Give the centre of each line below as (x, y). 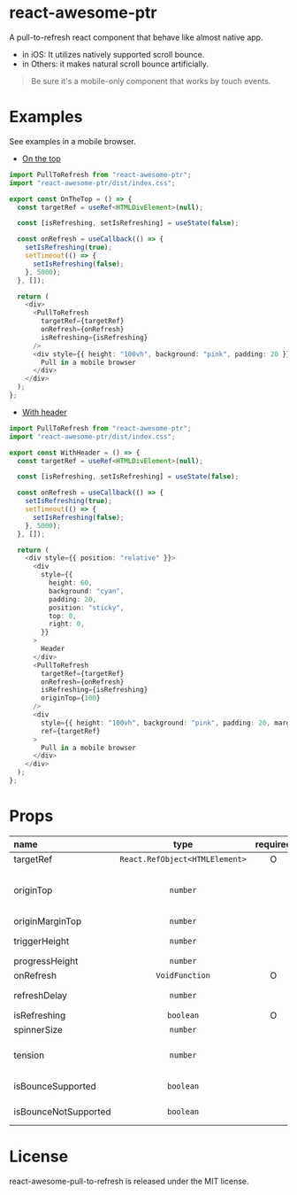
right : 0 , (67, 624)
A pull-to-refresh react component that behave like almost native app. (136, 37)
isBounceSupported (55, 1086)
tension (29, 1055)
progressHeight (46, 961)
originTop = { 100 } (71, 698)
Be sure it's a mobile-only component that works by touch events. (151, 81)
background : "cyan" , (86, 591)
